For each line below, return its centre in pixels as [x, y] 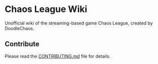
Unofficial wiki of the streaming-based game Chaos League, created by [79, 23]
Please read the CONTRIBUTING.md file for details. [58, 56]
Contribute [22, 44]
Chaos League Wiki [46, 9]
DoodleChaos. [20, 28]
